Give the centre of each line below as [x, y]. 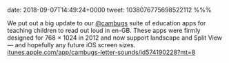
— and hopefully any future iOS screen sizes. [71, 45]
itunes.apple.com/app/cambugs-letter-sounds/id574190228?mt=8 [101, 52]
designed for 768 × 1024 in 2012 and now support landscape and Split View [115, 38]
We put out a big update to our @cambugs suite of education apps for [107, 23]
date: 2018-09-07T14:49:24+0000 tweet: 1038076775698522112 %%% [109, 10]
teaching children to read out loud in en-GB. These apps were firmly [104, 30]
